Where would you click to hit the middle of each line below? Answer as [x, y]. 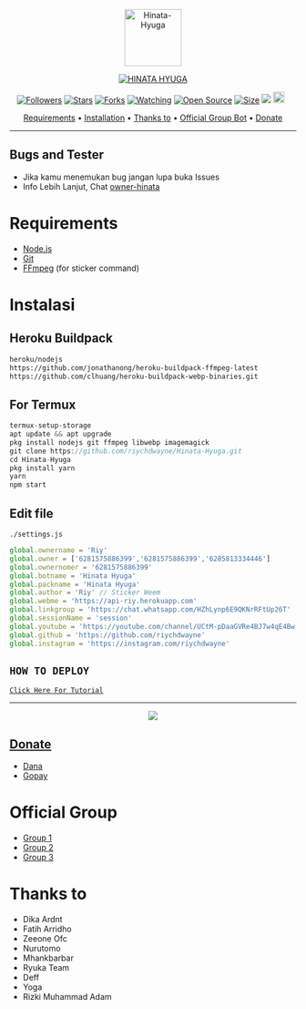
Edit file [31, 514]
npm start [28, 485]
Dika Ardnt [42, 919]
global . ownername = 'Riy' [58, 551]
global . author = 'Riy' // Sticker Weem [85, 592]
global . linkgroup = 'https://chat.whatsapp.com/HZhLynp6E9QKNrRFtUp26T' [150, 610]
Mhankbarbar [48, 958]
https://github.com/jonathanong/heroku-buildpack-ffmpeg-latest [134, 368]
